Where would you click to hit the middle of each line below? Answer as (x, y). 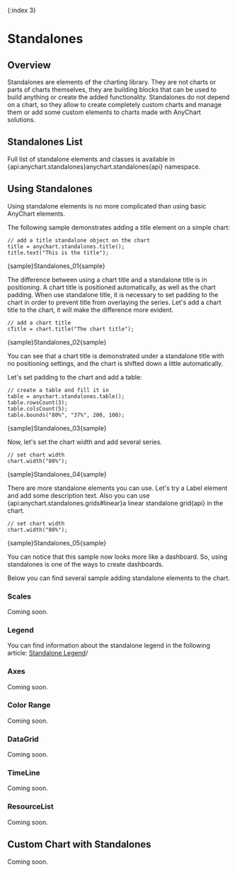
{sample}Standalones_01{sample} (56, 266)
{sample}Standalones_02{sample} (57, 342)
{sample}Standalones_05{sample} (57, 543)
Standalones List (45, 142)
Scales (19, 596)
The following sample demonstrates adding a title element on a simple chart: (119, 227)
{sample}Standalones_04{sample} (57, 474)
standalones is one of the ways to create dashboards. (86, 564)
